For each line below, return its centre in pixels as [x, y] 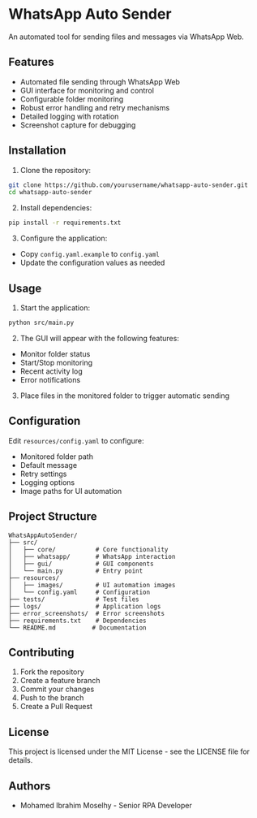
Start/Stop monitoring [56, 362]
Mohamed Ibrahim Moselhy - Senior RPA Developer [106, 805]
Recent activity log [51, 371]
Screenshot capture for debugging [78, 125]
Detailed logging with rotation [69, 116]
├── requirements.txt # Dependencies [78, 621]
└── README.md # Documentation [78, 628]
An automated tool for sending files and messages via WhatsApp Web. [126, 37]
